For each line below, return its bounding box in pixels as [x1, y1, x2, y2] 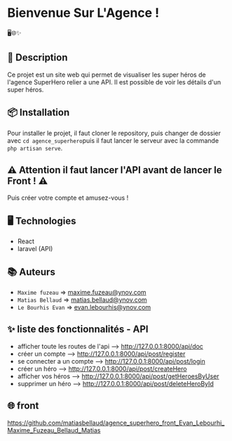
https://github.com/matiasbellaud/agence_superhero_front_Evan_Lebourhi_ [7, 418, 225, 427]
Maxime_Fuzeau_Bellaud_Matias [7, 426, 101, 434]
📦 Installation [7, 107, 70, 119]
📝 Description [7, 51, 68, 64]
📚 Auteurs [7, 266, 56, 278]
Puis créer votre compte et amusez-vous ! [7, 193, 129, 202]
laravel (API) [17, 245, 53, 253]
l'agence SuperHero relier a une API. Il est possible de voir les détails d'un [7, 77, 221, 86]
